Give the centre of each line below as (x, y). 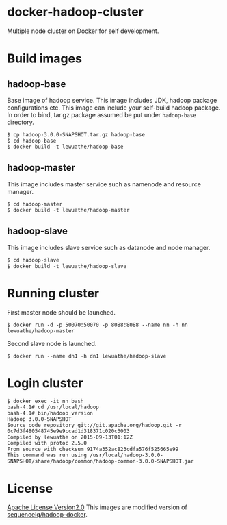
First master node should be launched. (62, 312)
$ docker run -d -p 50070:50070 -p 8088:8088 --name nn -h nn (97, 325)
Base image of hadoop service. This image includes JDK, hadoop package (112, 100)
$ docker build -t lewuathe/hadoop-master (68, 210)
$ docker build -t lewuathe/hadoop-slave (67, 266)
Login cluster (45, 383)
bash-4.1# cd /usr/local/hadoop (53, 407)
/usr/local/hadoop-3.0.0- (127, 455)
